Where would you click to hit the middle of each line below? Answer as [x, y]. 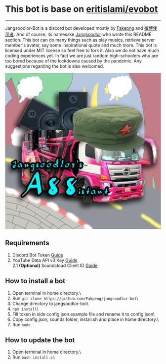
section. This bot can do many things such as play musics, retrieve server [80, 40]
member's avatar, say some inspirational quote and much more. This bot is [81, 45]
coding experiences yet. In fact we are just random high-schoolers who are [82, 55]
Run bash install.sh [34, 357]
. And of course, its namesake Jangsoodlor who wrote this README [83, 34]
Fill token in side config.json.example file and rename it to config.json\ [83, 314]
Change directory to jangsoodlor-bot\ [50, 304]
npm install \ [25, 309]
